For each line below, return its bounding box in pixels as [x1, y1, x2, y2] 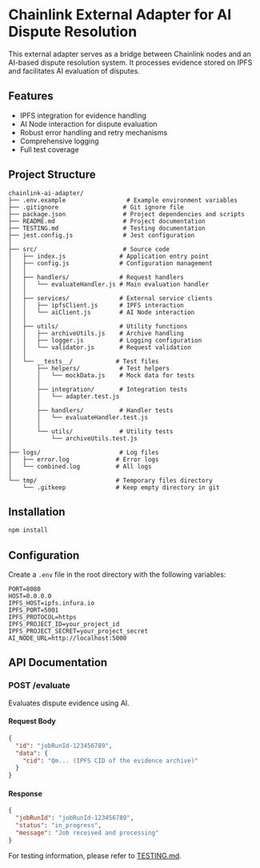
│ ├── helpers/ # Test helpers [8, 364, 170, 372]
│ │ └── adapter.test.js [8, 392, 120, 400]
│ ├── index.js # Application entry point [8, 252, 210, 260]
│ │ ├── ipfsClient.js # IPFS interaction [8, 301, 184, 309]
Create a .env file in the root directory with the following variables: [8, 570, 226, 580]
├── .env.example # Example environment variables [8, 196, 238, 204]
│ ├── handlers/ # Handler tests [8, 406, 174, 414]
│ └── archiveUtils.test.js [8, 434, 138, 442]
